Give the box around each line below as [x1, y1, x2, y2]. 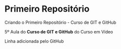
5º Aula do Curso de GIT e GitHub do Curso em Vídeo [4, 29, 113, 34]
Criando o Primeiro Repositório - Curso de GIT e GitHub [4, 19, 117, 25]
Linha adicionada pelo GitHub [4, 38, 64, 44]
